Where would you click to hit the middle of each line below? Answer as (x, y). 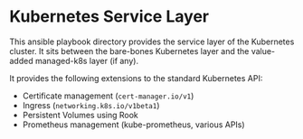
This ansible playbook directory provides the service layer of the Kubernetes (152, 42)
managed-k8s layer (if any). (86, 60)
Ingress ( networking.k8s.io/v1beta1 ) (91, 105)
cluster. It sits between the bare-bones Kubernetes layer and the (129, 51)
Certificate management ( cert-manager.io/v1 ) (108, 96)
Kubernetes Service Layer (109, 17)
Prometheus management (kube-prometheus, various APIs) (134, 125)
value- (263, 51)
